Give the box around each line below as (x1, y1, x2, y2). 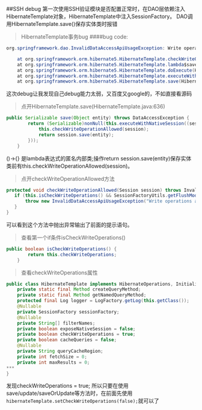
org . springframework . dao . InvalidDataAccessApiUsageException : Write (6, 45, 182, 51)
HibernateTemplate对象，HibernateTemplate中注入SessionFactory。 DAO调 (6, 13, 194, 20)
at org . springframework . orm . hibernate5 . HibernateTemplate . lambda (17, 61, 185, 68)
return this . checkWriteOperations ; (28, 251, 117, 257)
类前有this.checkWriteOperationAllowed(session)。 (6, 162, 133, 169)
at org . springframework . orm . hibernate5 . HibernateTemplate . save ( (17, 78, 182, 84)
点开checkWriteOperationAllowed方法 (20, 175, 115, 182)
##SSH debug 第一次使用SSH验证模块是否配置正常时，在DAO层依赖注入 (6, 5, 186, 12)
